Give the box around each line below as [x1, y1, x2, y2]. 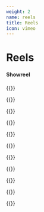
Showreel [6, 71, 31, 78]
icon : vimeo [6, 25, 36, 32]
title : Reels [6, 20, 39, 26]
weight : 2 [6, 8, 31, 15]
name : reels [6, 14, 36, 20]
